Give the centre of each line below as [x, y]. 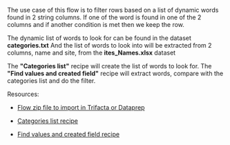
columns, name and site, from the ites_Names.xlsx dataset [92, 52]
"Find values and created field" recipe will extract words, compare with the [115, 73]
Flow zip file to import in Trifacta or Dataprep [81, 107]
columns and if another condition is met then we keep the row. [96, 25]
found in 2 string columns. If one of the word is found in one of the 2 [104, 17]
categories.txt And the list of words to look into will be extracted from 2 [109, 45]
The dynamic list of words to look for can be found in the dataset [99, 38]
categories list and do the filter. [51, 81]
